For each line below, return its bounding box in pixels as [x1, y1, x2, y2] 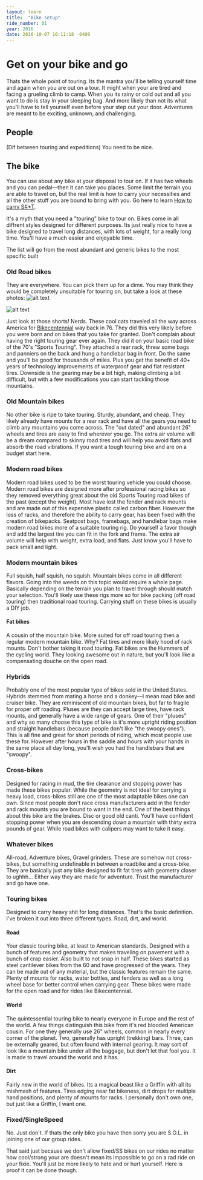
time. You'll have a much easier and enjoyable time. [6, 234, 134, 241]
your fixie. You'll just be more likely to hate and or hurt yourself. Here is [6, 1160, 183, 1168]
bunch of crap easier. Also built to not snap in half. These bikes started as [6, 955, 190, 962]
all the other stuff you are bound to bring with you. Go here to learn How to [6, 197, 192, 204]
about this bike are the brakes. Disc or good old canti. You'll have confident [6, 812, 193, 819]
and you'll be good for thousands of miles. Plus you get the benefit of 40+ [6, 356, 191, 363]
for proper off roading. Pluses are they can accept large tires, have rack [6, 706, 184, 713]
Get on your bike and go [6, 58, 128, 72]
